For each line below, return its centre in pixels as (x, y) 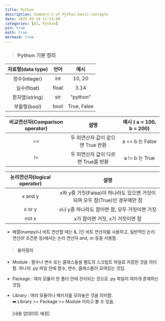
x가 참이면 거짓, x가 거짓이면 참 (108, 219)
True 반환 (96, 145)
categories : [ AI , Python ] (31, 23)
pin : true (15, 28)
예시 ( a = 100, (139, 122)
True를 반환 (96, 162)
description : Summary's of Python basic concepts (57, 14)
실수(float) (28, 88)
